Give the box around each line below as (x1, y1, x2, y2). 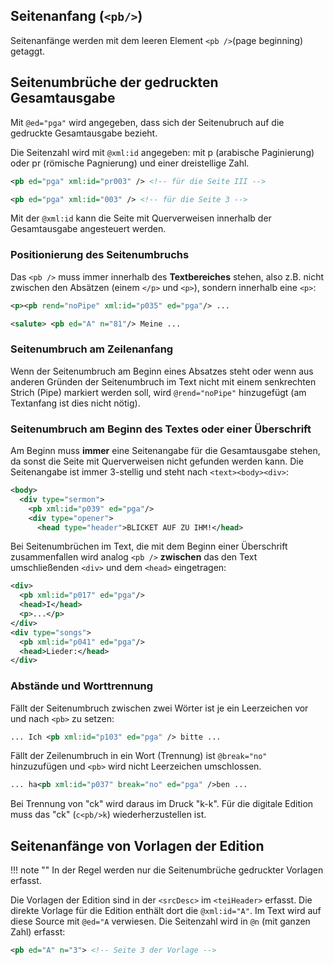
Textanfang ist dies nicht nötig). (10, 397, 141, 409)
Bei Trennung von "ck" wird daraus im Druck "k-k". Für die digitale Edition (10, 798, 314, 810)
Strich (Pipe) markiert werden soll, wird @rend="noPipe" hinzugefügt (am (10, 386, 307, 398)
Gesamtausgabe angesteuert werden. (10, 223, 167, 235)
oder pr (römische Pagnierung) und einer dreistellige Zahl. (10, 157, 250, 169)
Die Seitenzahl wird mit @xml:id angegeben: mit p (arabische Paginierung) (10, 146, 315, 158)
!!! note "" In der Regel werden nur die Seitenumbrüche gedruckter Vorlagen (10, 864, 324, 876)
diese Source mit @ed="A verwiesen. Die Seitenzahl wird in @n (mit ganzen (10, 915, 311, 928)
